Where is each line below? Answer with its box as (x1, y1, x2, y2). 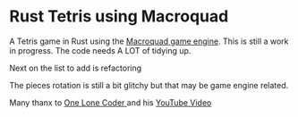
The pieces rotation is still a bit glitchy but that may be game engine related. (9, 79, 289, 90)
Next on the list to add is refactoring (9, 63, 142, 73)
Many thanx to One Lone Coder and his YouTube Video (9, 96, 212, 108)
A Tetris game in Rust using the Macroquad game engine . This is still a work (9, 36, 289, 46)
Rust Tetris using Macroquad (9, 6, 229, 27)
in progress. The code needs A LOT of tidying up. (9, 45, 192, 55)
